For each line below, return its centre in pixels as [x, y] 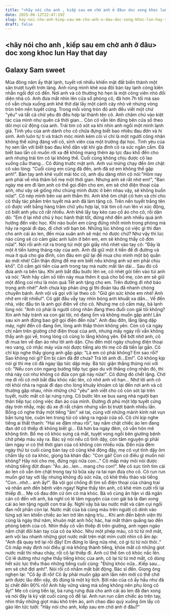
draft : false [19, 24]
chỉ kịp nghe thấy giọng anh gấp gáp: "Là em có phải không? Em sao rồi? [82, 353]
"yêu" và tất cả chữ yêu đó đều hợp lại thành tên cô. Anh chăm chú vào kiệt [84, 115]
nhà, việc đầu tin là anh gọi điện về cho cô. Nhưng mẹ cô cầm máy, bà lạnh [84, 304]
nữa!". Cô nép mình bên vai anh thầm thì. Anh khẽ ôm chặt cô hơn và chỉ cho [85, 196]
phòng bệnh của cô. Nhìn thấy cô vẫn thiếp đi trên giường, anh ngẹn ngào [83, 526]
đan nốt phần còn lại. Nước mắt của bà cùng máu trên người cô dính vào [81, 510]
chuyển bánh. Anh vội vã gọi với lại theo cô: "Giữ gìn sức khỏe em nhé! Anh [84, 293]
